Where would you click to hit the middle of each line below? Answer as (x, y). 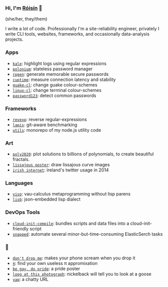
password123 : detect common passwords (54, 95)
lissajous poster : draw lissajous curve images (61, 165)
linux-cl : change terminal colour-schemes (57, 90)
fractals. (21, 159)
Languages (19, 183)
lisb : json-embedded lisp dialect (46, 199)
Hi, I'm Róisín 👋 (24, 8)
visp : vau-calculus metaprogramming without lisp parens (71, 194)
